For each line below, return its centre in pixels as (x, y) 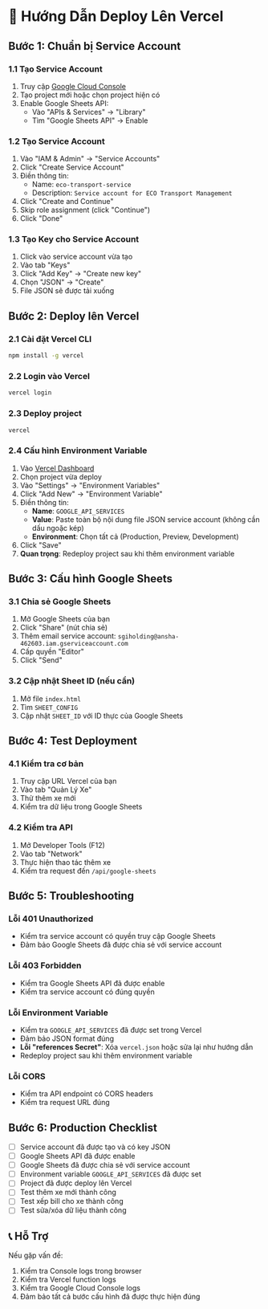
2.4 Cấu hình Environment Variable (78, 451)
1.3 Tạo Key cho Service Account (74, 239)
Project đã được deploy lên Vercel (76, 1183)
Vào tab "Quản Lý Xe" (56, 789)
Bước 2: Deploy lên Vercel (74, 316)
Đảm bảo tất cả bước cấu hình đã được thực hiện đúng (110, 1297)
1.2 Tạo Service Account (57, 141)
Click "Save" (41, 544)
